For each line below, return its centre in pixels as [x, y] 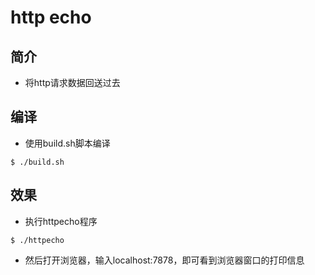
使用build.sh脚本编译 [67, 143]
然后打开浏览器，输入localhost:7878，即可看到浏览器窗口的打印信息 [164, 260]
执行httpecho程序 [61, 221]
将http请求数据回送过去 [72, 82]
